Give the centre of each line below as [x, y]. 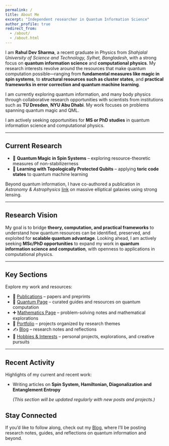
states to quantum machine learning [50, 174]
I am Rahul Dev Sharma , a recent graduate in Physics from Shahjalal [76, 52]
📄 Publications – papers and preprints [51, 297]
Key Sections [26, 274]
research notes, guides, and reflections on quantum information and [76, 433]
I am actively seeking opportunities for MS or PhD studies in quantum [77, 120]
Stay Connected [31, 416]
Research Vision [31, 215]
